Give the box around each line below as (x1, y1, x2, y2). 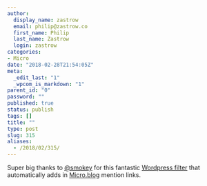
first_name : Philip (13, 29, 70, 37)
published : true (7, 100, 54, 107)
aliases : (7, 138, 32, 145)
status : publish (7, 106, 54, 113)
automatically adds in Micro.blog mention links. (7, 171, 141, 179)
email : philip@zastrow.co (13, 23, 88, 30)
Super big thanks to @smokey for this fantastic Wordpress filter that (7, 163, 200, 172)
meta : (7, 68, 23, 74)
